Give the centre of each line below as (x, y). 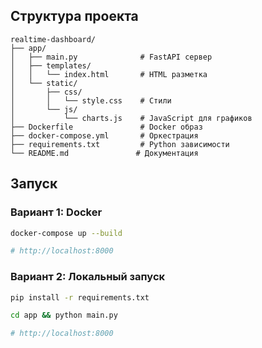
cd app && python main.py (64, 315)
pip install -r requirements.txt (80, 297)
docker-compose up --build (66, 233)
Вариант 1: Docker (56, 212)
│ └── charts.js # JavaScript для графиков (131, 118)
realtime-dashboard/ (53, 39)
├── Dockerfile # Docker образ (106, 127)
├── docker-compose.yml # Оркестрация (104, 135)
